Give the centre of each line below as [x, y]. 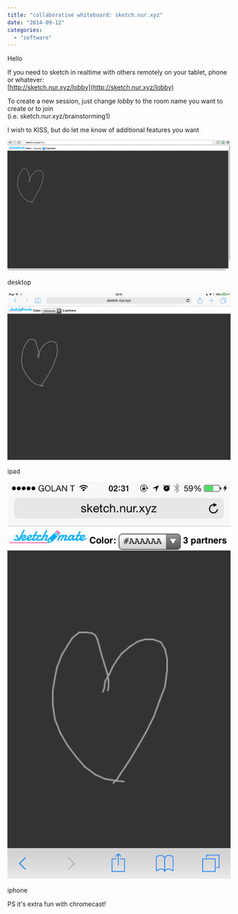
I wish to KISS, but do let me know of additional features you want [103, 130]
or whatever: [26, 80]
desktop [19, 282]
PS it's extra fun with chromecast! [57, 904]
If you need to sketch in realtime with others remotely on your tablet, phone [117, 72]
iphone [18, 891]
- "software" [33, 38]
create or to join [30, 109]
